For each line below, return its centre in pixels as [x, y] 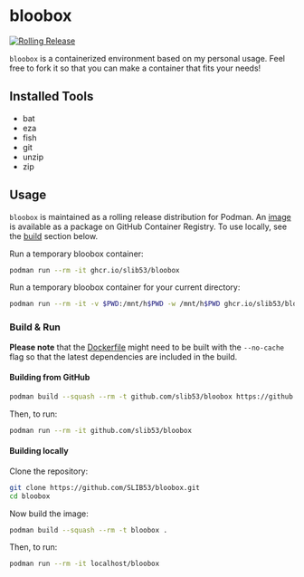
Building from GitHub [50, 378]
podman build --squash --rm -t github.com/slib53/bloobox [121, 396]
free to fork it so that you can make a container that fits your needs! [135, 68]
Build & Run [35, 327]
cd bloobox [30, 496]
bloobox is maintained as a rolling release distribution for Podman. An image [150, 216]
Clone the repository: [49, 471]
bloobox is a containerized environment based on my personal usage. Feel [147, 58]
